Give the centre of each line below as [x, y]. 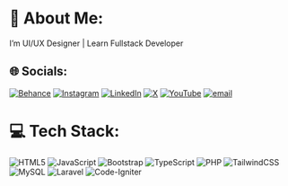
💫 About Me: [57, 18]
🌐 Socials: [39, 71]
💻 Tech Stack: [65, 131]
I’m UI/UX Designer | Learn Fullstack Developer [96, 43]
